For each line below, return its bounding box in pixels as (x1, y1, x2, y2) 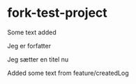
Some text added (7, 28, 57, 36)
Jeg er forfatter (7, 41, 51, 50)
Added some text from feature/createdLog (7, 69, 129, 77)
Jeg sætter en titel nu (7, 55, 69, 64)
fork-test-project (7, 5, 108, 21)
